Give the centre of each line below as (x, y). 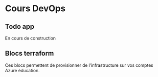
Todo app (20, 27)
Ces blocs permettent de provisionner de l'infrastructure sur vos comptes (79, 65)
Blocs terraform (30, 53)
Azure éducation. (23, 70)
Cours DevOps (35, 9)
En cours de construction (31, 38)
